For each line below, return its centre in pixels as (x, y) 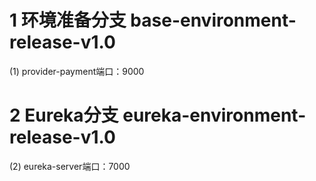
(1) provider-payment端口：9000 (77, 71)
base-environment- (213, 20)
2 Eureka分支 (64, 115)
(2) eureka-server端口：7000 (70, 166)
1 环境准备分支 (68, 20)
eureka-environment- (214, 115)
